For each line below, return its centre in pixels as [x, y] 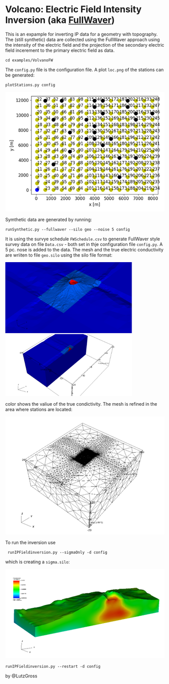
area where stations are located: [39, 410]
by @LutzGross [21, 676]
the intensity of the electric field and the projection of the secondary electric [85, 45]
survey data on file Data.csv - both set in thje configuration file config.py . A [84, 244]
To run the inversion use [30, 543]
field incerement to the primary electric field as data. [60, 50]
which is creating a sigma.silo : [37, 562]
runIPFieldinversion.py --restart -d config [53, 667]
